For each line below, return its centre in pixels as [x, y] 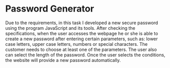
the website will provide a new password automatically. [63, 60]
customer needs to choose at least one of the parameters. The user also [81, 49]
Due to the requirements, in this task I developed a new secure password [82, 23]
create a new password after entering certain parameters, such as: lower [82, 39]
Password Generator [50, 9]
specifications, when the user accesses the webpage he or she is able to [82, 33]
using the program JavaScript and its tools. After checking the [70, 28]
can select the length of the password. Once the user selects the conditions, [85, 55]
